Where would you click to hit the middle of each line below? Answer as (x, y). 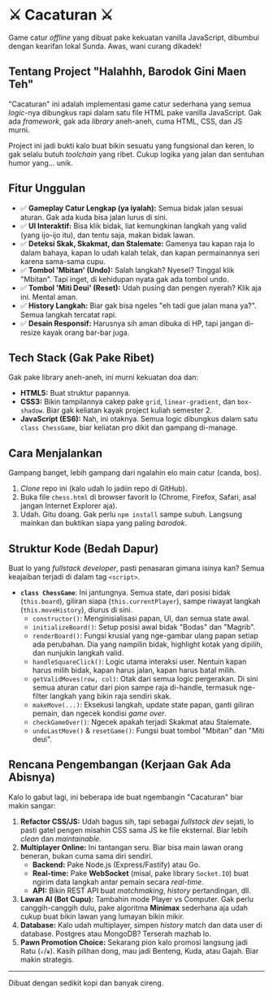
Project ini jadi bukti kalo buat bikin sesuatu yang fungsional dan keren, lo (131, 145)
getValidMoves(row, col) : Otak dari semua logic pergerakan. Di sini (145, 679)
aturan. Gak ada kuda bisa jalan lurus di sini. (94, 217)
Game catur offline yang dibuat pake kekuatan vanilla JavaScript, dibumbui (134, 37)
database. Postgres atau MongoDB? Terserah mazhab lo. (115, 933)
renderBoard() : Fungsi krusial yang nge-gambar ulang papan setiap (145, 636)
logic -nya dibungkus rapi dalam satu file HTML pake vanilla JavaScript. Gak (135, 112)
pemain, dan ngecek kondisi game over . (99, 713)
